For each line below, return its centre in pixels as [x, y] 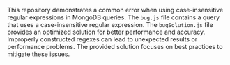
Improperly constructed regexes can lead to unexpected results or [102, 39]
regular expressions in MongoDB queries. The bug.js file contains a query [114, 17]
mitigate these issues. [39, 54]
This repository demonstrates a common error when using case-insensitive [115, 10]
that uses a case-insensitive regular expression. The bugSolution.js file [110, 25]
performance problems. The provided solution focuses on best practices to [115, 47]
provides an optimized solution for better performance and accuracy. [106, 32]
